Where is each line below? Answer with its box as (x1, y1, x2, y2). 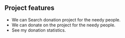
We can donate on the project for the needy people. (11, 22, 116, 28)
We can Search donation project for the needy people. (11, 17, 121, 22)
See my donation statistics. (11, 27, 66, 33)
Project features (4, 4, 54, 12)
